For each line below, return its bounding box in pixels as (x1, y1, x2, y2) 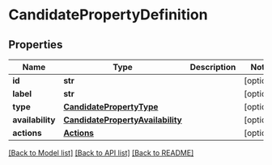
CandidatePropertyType (63, 101, 159, 112)
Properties (8, 38, 63, 52)
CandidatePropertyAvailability (63, 114, 182, 126)
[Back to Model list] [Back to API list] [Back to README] (8, 148, 194, 158)
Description (189, 62, 236, 72)
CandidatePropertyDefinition (8, 6, 208, 24)
